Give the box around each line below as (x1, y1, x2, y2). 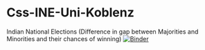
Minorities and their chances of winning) (6, 34, 122, 42)
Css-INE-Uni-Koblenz (6, 5, 134, 21)
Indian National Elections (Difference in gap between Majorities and (6, 27, 199, 36)
